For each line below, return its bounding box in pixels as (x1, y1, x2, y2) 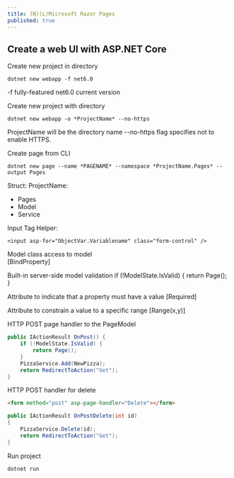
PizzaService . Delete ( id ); (20, 426, 97, 433)
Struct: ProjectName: (7, 181, 69, 190)
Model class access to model (7, 250, 93, 258)
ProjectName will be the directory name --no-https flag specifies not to (7, 128, 215, 137)
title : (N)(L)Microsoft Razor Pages (7, 10, 115, 18)
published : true (7, 17, 55, 24)
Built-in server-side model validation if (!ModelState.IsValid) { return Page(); (7, 271, 228, 280)
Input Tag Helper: (7, 224, 58, 232)
